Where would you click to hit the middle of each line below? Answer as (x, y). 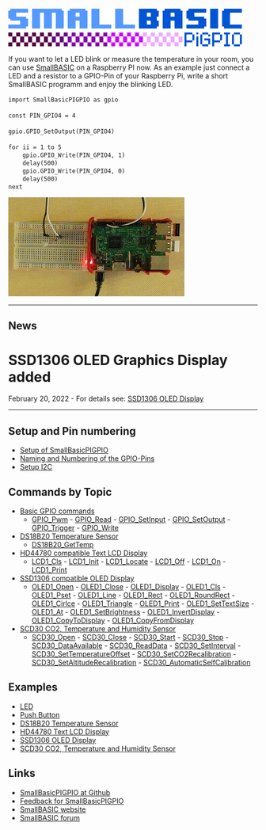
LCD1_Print (49, 569)
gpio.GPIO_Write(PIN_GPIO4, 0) (74, 171)
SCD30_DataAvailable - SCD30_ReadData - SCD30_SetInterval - (136, 645)
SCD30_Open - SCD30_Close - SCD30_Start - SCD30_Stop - (130, 637)
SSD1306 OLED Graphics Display (118, 360)
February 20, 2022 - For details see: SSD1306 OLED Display (106, 399)
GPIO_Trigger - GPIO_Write (75, 527)
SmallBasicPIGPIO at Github (65, 792)
